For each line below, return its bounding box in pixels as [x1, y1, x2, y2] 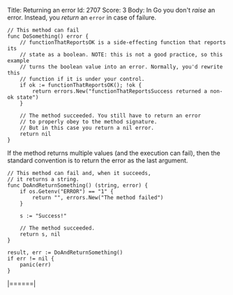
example [7, 57, 30, 64]
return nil [20, 130, 52, 137]
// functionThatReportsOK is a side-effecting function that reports [20, 39, 227, 46]
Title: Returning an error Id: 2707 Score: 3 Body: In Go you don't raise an [7, 6, 216, 14]
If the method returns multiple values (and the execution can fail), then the [7, 149, 221, 157]
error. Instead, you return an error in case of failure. [7, 13, 157, 22]
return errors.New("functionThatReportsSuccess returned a [32, 88, 208, 95]
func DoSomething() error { [7, 33, 89, 40]
